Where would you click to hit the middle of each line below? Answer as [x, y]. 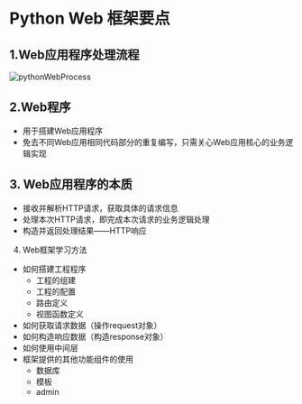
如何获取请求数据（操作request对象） [92, 325]
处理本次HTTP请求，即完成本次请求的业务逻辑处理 [116, 219]
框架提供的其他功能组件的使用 [78, 359]
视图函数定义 [59, 314]
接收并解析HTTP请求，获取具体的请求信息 [100, 207]
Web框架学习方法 [55, 250]
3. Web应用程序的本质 [71, 184]
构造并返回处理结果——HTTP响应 [84, 230]
